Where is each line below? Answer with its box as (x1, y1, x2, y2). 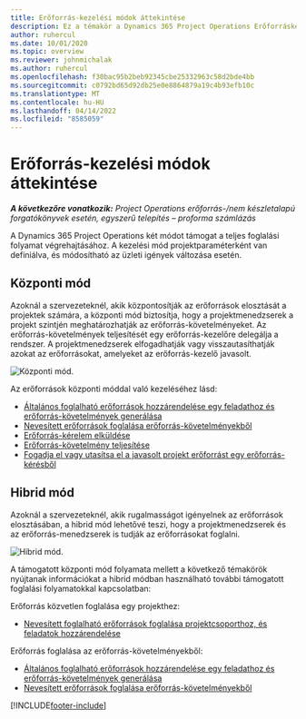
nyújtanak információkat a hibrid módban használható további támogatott (10, 573, 284, 584)
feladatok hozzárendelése (23, 627, 121, 638)
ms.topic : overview (10, 47, 84, 56)
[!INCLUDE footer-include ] (10, 700, 107, 711)
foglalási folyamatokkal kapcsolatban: (10, 583, 152, 594)
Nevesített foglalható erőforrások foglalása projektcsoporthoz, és (23, 618, 268, 629)
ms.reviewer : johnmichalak (10, 55, 113, 64)
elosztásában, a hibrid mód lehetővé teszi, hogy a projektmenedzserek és (10, 518, 287, 529)
